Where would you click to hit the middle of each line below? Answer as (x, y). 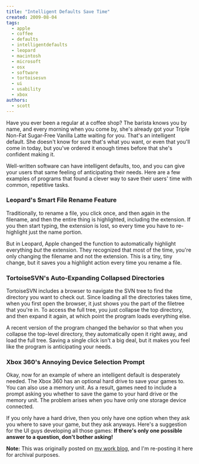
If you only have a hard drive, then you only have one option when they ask (98, 418)
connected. (20, 407)
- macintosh (26, 56)
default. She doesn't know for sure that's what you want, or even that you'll (98, 142)
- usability (26, 89)
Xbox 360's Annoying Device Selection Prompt (75, 362)
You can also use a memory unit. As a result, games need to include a (91, 388)
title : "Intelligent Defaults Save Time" (58, 12)
